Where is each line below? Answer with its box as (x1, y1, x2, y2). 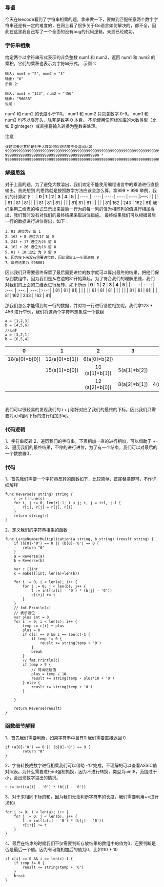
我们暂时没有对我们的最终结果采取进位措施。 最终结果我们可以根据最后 (13, 212, 156, 218)
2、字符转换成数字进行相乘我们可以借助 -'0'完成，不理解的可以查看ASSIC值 (5, 762, 157, 768)
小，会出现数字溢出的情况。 (5, 775, 61, 780)
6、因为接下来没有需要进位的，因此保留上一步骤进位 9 (5, 255, 99, 260)
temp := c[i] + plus (22, 623, 64, 629)
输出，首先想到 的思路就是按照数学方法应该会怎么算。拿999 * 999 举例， (5, 188, 153, 193)
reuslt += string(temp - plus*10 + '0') (31, 676, 115, 681)
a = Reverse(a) (14, 554, 45, 559)
